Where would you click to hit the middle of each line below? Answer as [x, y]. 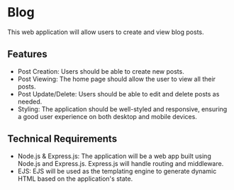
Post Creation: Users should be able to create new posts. [101, 71]
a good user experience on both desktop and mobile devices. [107, 116]
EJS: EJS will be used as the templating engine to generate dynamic [117, 171]
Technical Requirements [62, 139]
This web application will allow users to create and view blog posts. [106, 32]
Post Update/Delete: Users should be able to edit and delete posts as [118, 94]
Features [27, 54]
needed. [30, 101]
